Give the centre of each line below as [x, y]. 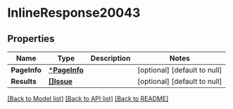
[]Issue [60, 81]
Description [111, 58]
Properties [31, 39]
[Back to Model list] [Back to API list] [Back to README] [88, 99]
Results [24, 81]
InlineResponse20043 [74, 13]
